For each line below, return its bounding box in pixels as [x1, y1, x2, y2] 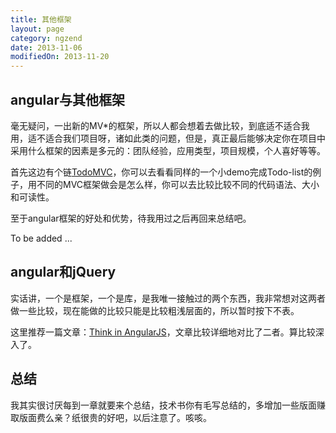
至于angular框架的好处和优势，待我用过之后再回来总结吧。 [10, 212, 252, 224]
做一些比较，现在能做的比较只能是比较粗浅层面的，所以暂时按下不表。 [10, 304, 300, 316]
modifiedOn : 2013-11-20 [10, 52, 110, 62]
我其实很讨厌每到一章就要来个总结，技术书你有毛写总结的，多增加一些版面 [10, 399, 317, 411]
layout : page [10, 24, 65, 34]
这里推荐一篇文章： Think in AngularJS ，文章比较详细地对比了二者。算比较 [10, 326, 316, 338]
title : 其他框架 [10, 14, 72, 25]
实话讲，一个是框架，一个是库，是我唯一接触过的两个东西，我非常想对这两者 [10, 292, 326, 304]
